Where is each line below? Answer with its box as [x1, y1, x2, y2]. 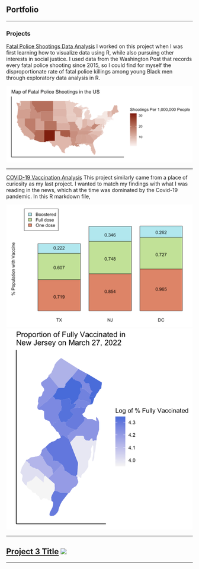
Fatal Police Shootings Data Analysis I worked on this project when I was [6, 43, 184, 50]
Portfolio [6, 5, 39, 15]
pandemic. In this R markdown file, [6, 193, 91, 200]
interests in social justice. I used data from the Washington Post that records [6, 56, 192, 63]
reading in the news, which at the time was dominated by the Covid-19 [6, 187, 178, 194]
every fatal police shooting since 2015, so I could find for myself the [6, 62, 172, 69]
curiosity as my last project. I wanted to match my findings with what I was [6, 180, 188, 187]
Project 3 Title [6, 546, 59, 557]
